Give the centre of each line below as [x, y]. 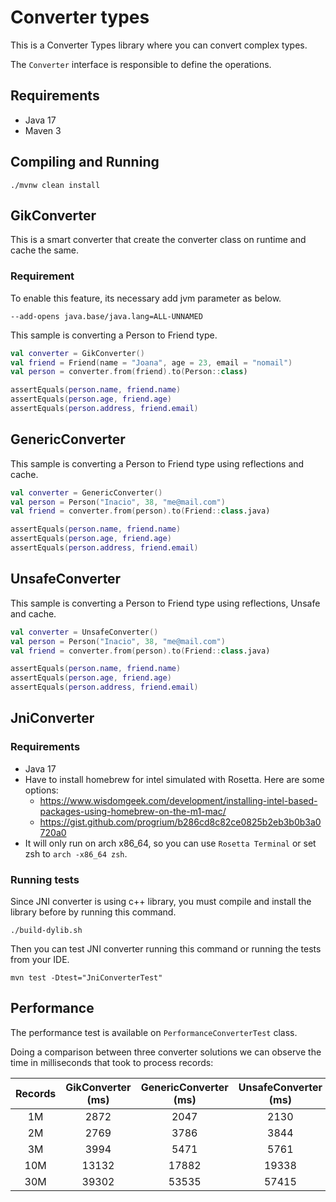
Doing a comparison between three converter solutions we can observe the [166, 1052]
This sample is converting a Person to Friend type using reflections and [157, 463]
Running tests [45, 879]
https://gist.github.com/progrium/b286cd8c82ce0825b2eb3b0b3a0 [180, 822]
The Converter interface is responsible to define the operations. [141, 64]
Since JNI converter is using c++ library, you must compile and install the [161, 902]
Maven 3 [43, 130]
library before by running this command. [93, 912]
